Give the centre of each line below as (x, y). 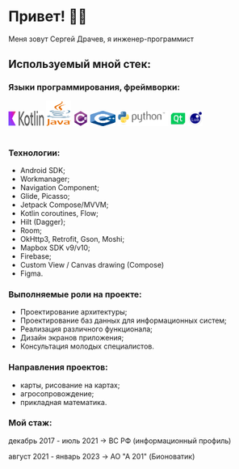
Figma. (31, 273)
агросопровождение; (57, 393)
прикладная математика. (63, 402)
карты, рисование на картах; (70, 385)
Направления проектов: (58, 367)
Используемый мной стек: (80, 64)
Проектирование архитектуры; (73, 312)
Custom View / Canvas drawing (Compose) (92, 264)
